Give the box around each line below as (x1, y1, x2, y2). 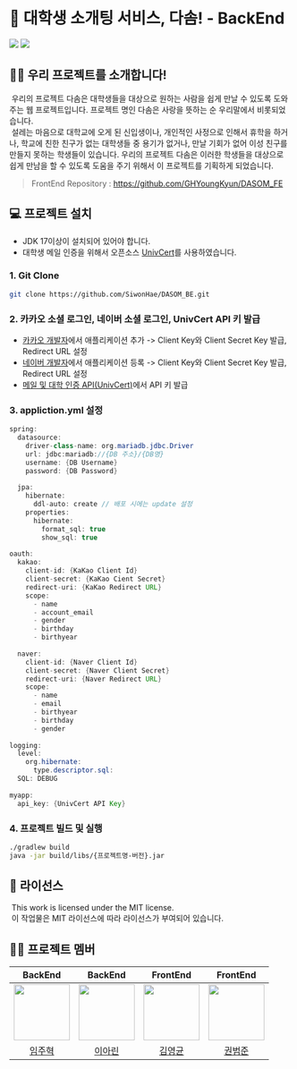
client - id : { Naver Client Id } (25, 658, 139, 666)
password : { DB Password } (25, 466, 118, 475)
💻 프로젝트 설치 (9, 207, 92, 222)
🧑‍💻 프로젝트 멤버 (9, 941, 96, 957)
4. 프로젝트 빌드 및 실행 (9, 822, 103, 835)
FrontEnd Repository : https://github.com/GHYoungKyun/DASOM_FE (30, 178, 284, 189)
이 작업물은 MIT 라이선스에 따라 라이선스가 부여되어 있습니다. (11, 913, 224, 924)
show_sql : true (41, 533, 98, 542)
